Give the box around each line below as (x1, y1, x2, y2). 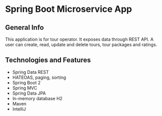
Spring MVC (12, 85, 38, 91)
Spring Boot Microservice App (5, 3, 132, 15)
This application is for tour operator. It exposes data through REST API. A (5, 36, 154, 42)
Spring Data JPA (12, 90, 46, 96)
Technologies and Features (5, 56, 91, 64)
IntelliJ (12, 106, 26, 112)
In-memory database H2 (12, 95, 63, 101)
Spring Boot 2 (12, 79, 41, 85)
